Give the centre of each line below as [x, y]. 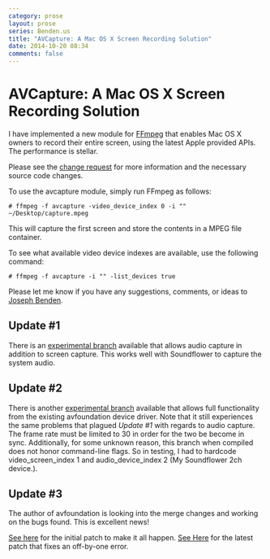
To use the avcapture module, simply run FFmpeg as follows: [110, 191]
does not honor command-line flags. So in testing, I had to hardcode [122, 451]
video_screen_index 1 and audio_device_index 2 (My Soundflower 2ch [125, 460]
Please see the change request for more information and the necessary [128, 167]
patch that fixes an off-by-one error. [69, 547]
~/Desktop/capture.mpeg [49, 213]
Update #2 [35, 389]
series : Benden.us [39, 31]
